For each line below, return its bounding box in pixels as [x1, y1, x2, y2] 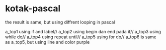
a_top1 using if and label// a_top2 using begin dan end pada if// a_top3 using [5, 28, 162, 34]
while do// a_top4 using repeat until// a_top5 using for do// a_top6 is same [5, 34, 157, 40]
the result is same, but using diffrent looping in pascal [5, 19, 115, 25]
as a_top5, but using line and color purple [5, 39, 90, 45]
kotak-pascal [5, 3, 61, 14]
